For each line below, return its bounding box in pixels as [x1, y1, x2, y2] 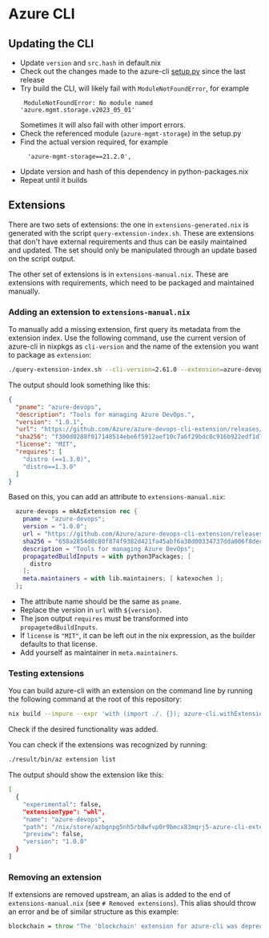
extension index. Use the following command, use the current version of [8, 334, 247, 343]
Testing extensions [8, 668, 85, 679]
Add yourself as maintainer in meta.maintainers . [19, 648, 179, 657]
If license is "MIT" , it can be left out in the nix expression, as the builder [19, 631, 256, 641]
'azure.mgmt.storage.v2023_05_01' [19, 106, 135, 114]
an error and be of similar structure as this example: [8, 907, 179, 916]
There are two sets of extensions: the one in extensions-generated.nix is [8, 220, 250, 229]
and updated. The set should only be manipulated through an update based [8, 245, 258, 255]
